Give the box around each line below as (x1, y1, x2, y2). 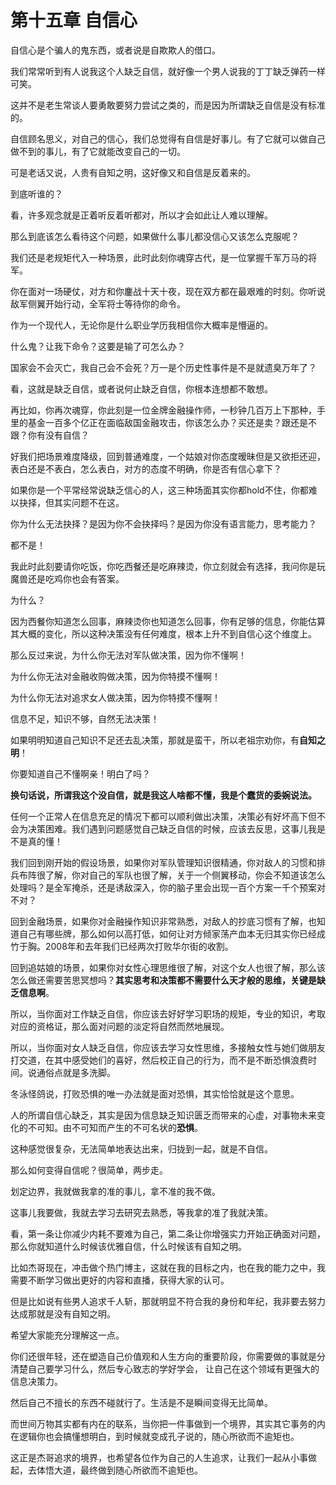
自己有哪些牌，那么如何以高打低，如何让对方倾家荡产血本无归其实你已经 (18, 927, 317, 940)
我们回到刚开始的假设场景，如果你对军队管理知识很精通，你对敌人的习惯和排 (10, 856, 326, 868)
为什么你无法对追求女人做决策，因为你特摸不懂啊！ (10, 691, 221, 703)
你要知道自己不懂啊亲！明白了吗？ (10, 767, 151, 780)
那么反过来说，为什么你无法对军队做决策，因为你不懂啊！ (10, 649, 247, 661)
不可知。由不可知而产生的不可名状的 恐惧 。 (27, 1121, 203, 1133)
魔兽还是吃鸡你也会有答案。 (10, 572, 125, 585)
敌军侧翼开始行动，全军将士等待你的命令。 (10, 297, 186, 310)
